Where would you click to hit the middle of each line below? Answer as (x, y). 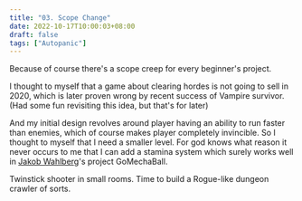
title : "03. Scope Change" (60, 18)
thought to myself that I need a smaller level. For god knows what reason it (148, 142)
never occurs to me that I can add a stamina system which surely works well (151, 152)
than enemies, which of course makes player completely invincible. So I (142, 133)
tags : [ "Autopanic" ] (48, 43)
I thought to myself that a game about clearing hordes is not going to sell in (149, 86)
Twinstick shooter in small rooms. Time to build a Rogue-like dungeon (139, 179)
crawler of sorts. (40, 189)
